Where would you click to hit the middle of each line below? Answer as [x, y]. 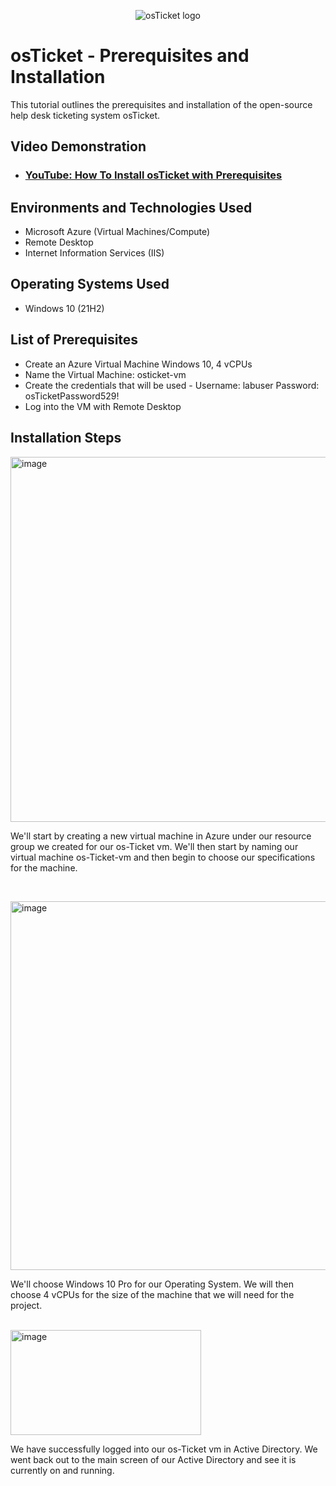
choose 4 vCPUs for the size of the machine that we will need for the [152, 1294]
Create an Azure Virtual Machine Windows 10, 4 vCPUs [138, 364]
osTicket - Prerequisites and [130, 56]
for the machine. [44, 867]
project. [26, 1305]
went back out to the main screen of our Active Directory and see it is [153, 1459]
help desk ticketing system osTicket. [85, 115]
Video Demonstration [78, 146]
